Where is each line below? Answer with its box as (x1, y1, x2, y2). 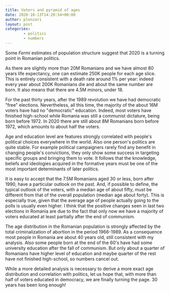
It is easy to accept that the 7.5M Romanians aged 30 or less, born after (5, 175, 154, 182)
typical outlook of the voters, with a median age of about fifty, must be (5, 186, 152, 192)
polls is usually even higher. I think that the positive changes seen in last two (5, 202, 164, 209)
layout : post (5, 21, 33, 27)
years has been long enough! (5, 282, 66, 288)
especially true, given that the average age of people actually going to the (5, 197, 159, 203)
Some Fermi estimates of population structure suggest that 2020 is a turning (5, 49, 165, 56)
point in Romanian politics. (5, 55, 60, 61)
